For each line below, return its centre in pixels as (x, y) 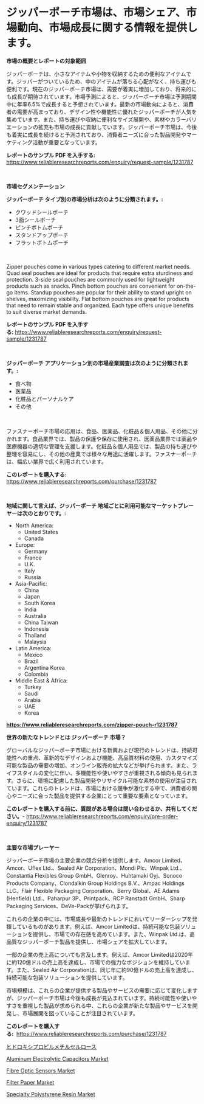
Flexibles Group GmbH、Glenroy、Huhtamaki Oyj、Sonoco (108, 875)
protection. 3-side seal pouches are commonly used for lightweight (90, 279)
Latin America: (33, 648)
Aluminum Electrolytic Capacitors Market (57, 1058)
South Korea (40, 603)
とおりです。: (49, 513)
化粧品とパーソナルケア (44, 398)
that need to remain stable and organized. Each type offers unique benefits (100, 305)
